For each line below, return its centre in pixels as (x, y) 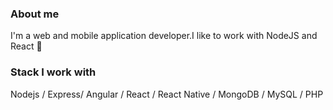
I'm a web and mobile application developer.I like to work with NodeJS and (164, 36)
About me (35, 14)
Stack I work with (53, 72)
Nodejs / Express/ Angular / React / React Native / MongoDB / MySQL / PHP (167, 94)
